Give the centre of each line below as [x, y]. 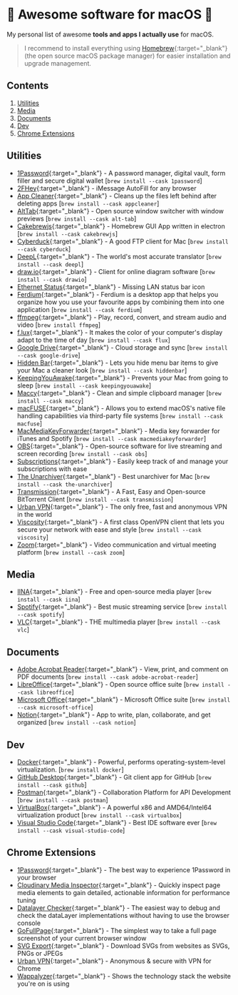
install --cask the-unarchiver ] [64, 484]
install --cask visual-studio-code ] [71, 830]
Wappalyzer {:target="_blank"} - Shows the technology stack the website [124, 976]
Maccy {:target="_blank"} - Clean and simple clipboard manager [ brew [119, 393]
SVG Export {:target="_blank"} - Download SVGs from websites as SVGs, [123, 946]
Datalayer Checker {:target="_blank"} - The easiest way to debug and [118, 908]
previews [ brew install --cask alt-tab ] [77, 218]
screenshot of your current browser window [82, 938]
